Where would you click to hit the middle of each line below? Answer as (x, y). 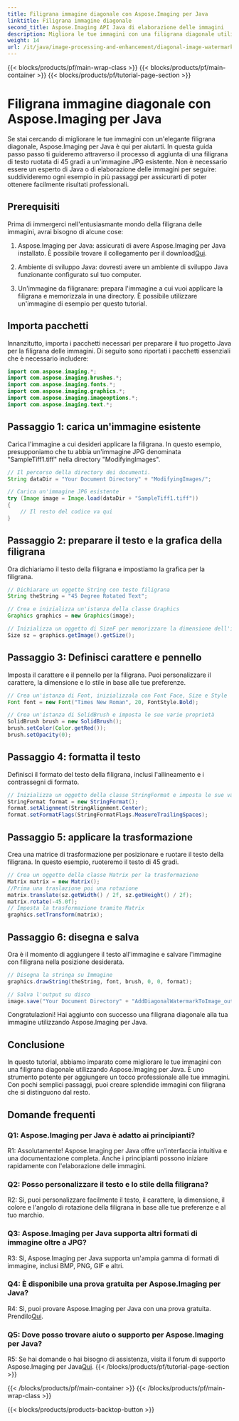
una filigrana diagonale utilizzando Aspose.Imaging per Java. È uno (106, 1070)
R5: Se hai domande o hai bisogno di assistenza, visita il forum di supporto (116, 1359)
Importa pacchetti (48, 326)
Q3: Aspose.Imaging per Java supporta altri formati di (102, 1234)
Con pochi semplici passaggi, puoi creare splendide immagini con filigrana (117, 1085)
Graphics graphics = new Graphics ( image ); (71, 616)
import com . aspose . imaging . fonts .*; (62, 385)
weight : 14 (23, 41)
